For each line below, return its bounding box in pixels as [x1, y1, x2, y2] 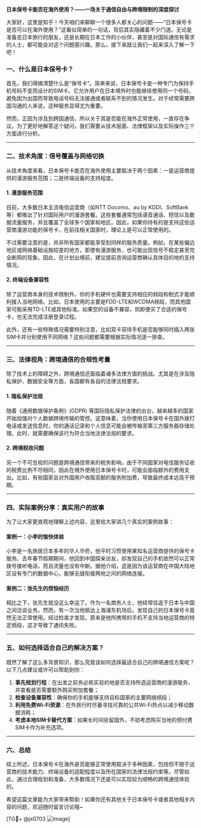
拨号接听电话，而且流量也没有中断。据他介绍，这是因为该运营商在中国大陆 [6, 562, 190, 570]
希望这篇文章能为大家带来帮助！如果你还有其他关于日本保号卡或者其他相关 [6, 796, 190, 803]
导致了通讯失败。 [37, 622, 80, 629]
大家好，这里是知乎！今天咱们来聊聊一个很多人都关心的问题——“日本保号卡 [6, 19, 193, 26]
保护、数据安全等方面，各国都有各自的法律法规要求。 [11, 378, 142, 385]
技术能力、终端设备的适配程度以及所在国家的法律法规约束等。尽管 [22, 768, 184, 775]
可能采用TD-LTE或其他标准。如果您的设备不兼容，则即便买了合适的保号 [11, 306, 187, 312]
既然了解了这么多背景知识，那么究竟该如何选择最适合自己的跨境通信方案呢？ [6, 658, 195, 666]
